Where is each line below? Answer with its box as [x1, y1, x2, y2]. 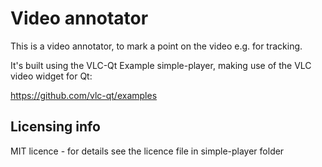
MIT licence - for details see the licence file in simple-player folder [10, 145, 285, 157]
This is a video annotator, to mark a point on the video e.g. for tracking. [10, 40, 303, 52]
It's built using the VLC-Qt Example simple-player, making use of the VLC [10, 59, 312, 71]
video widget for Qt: [10, 70, 93, 82]
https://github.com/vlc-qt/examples [10, 89, 158, 101]
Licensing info [10, 118, 101, 136]
